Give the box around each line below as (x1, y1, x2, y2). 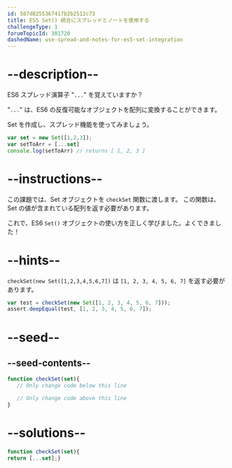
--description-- (7, 67, 100, 83)
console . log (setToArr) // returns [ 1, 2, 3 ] (7, 147, 146, 154)
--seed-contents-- (7, 357, 91, 369)
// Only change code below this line (16, 383, 128, 390)
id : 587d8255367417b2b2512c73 (7, 10, 96, 18)
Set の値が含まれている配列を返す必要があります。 (7, 204, 153, 212)
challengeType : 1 (7, 23, 58, 30)
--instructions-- (7, 171, 103, 186)
